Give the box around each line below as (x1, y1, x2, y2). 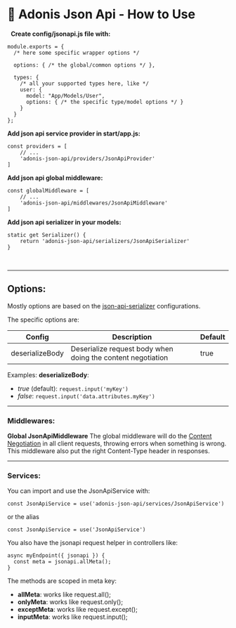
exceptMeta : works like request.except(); (17, 606, 138, 614)
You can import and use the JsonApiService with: (7, 487, 150, 495)
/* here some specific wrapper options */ (13, 49, 140, 56)
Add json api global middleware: (7, 174, 103, 182)
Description (112, 332, 152, 341)
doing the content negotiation (70, 353, 169, 362)
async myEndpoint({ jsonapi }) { (7, 552, 105, 559)
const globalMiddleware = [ (7, 187, 90, 194)
